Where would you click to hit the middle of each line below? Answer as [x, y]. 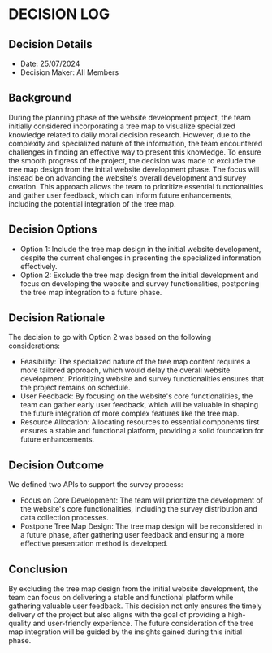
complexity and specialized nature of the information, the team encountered [136, 143]
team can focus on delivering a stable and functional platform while [121, 598]
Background [40, 98]
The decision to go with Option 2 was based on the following [110, 337]
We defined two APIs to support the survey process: [96, 485]
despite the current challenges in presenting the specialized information [140, 258]
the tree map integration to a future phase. [91, 292]
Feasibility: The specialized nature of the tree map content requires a [135, 362]
